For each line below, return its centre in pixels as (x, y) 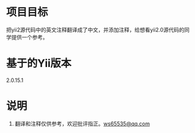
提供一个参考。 (29, 37)
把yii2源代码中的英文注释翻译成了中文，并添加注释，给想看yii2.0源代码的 (95, 30)
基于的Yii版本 (39, 64)
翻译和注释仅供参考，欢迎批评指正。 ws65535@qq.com (82, 123)
